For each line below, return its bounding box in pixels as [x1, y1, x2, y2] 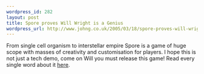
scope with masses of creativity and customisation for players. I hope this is [6, 49, 196, 56]
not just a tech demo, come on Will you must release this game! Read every [6, 55, 195, 62]
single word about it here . [6, 61, 70, 69]
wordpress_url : [6, 25, 45, 32]
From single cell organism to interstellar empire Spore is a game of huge [6, 42, 186, 49]
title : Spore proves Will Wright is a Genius [6, 20, 123, 26]
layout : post [6, 14, 39, 20]
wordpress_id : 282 [6, 8, 53, 15]
